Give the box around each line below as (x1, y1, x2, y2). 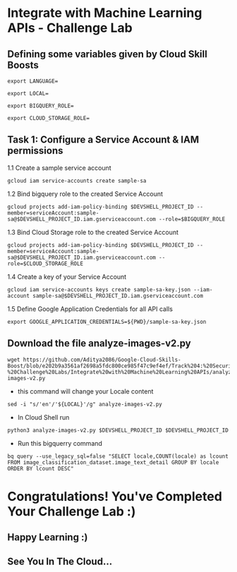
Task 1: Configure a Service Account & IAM (7, 134, 200, 146)
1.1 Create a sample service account (7, 164, 111, 172)
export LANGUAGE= (7, 78, 59, 85)
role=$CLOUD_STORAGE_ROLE (7, 260, 83, 267)
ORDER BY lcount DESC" (7, 465, 74, 472)
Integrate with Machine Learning (7, 5, 202, 21)
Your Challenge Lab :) (7, 503, 136, 519)
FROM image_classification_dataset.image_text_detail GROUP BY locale (7, 458, 219, 466)
